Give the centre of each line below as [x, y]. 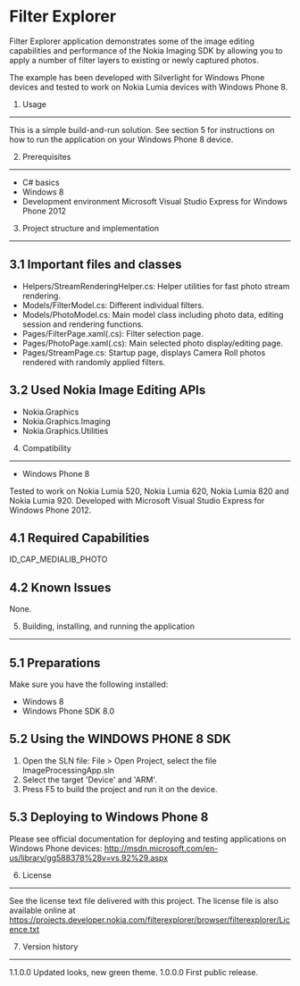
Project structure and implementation [91, 228]
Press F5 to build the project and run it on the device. [120, 789]
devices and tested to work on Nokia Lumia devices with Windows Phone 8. [149, 87]
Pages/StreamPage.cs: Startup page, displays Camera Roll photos [144, 352]
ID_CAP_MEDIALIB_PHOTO [58, 559]
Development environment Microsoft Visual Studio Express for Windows [154, 201]
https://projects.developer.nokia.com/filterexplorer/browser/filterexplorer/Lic [150, 919]
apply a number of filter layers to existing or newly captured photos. [134, 60]
